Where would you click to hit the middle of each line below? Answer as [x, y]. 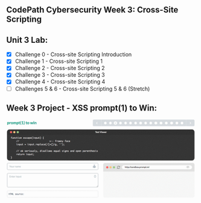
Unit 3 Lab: [27, 40]
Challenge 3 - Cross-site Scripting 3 [60, 75]
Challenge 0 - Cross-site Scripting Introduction [73, 54]
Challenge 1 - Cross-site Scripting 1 [59, 61]
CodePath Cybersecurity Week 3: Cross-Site [92, 10]
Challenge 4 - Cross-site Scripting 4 [60, 82]
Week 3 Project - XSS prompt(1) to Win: [82, 108]
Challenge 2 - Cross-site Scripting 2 [60, 68]
